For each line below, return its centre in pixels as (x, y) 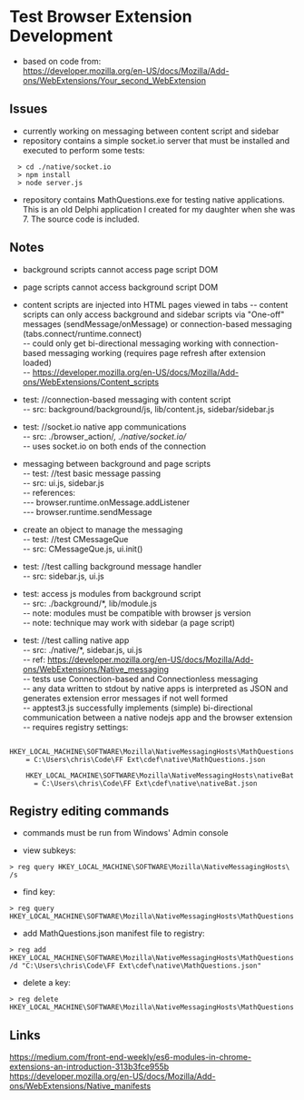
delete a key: (46, 983)
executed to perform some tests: (83, 150)
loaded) (37, 362)
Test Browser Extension (101, 17)
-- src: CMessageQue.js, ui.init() (83, 549)
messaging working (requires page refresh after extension (157, 352)
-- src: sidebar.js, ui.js (63, 576)
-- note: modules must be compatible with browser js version (137, 613)
